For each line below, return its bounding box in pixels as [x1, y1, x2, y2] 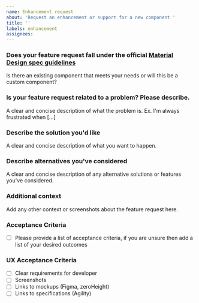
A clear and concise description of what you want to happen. [6, 142, 157, 149]
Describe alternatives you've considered [6, 157, 128, 165]
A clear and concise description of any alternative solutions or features [6, 170, 182, 178]
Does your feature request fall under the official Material [6, 51, 174, 59]
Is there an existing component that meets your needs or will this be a [6, 72, 179, 79]
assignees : [6, 31, 34, 37]
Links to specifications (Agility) [14, 290, 92, 297]
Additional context [6, 192, 62, 200]
